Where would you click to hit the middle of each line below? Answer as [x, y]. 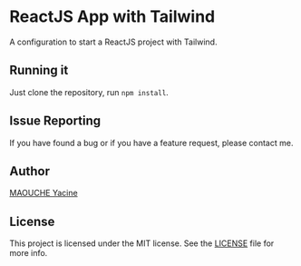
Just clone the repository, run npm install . [89, 92]
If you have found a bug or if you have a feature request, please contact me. [151, 143]
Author [29, 171]
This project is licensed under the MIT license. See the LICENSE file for [142, 243]
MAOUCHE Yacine [44, 193]
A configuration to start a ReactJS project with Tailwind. [113, 42]
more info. [29, 253]
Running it [39, 70]
